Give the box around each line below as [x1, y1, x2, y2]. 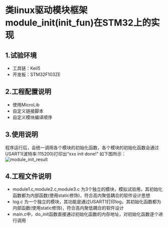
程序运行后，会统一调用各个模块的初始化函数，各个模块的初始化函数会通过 [5, 144, 159, 150]
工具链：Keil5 [12, 65, 41, 71]
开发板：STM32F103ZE [12, 71, 61, 77]
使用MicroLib [12, 101, 40, 107]
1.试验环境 [5, 51, 37, 59]
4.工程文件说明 [5, 172, 52, 180]
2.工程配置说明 [5, 87, 52, 96]
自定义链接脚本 [12, 108, 44, 114]
